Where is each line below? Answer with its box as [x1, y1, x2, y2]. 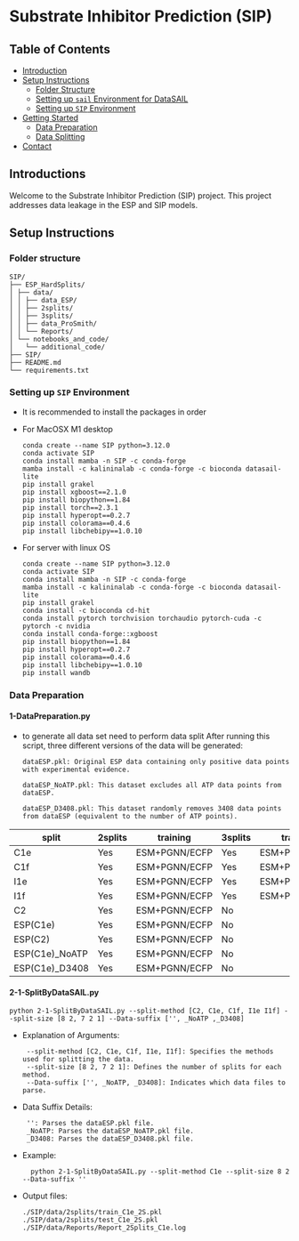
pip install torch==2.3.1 [21, 503, 118, 512]
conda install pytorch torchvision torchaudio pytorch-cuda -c [21, 614, 263, 623]
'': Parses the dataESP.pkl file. [26, 1119, 155, 1128]
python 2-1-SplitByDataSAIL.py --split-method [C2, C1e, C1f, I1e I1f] [9, 1007, 280, 1016]
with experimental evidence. [21, 765, 131, 774]
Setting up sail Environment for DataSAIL [35, 93, 189, 104]
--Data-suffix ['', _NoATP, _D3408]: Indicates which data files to [26, 1078, 287, 1087]
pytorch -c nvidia [21, 621, 91, 631]
